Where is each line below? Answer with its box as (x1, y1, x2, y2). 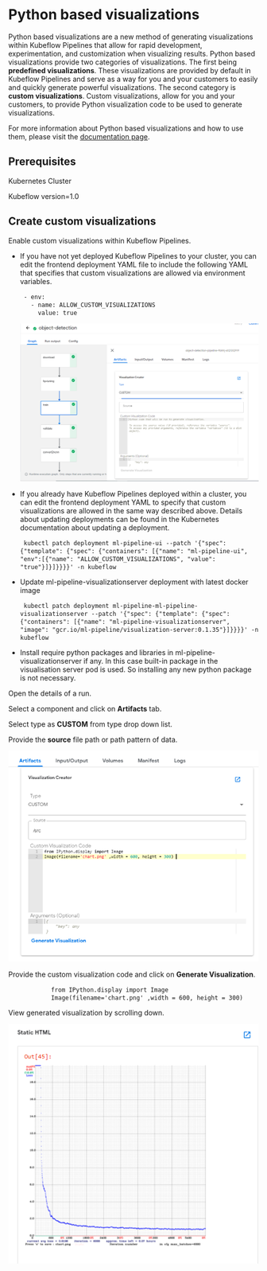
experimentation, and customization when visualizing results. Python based (8, 49, 256, 58)
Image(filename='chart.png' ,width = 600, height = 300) (50, 993, 244, 1002)
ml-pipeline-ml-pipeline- (112, 602, 199, 610)
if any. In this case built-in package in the (83, 657, 219, 666)
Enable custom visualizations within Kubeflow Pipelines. (8, 236, 192, 245)
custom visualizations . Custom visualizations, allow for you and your (8, 91, 236, 100)
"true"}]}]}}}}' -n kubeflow (19, 563, 117, 571)
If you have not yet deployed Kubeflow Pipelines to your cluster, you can (19, 251, 257, 260)
